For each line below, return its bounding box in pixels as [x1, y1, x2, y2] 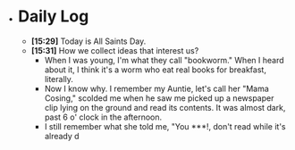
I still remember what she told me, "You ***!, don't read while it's [44, 121, 286, 131]
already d [44, 130, 80, 141]
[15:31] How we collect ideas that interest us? [30, 45, 199, 55]
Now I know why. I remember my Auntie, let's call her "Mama [44, 83, 270, 94]
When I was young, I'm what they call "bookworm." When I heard [44, 54, 284, 65]
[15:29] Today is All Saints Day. [30, 36, 147, 46]
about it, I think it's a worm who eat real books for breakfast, [44, 64, 266, 75]
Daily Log [17, 6, 89, 27]
